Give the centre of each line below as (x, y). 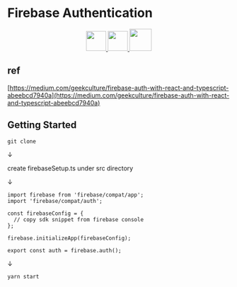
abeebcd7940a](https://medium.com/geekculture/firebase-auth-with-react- (118, 95)
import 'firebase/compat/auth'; (55, 201)
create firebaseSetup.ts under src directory (70, 168)
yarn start (23, 276)
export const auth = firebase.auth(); (64, 250)
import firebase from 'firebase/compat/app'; (75, 195)
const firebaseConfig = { (45, 213)
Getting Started (42, 125)
